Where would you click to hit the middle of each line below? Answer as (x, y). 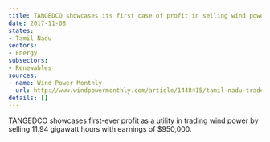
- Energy (23, 53)
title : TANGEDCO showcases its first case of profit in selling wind (127, 16)
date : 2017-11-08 (37, 23)
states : (21, 30)
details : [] (28, 98)
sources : (23, 75)
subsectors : (28, 61)
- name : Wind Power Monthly (55, 83)
